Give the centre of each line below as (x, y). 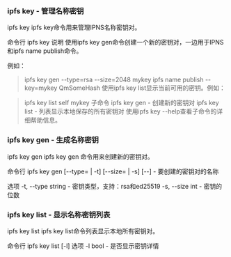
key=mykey (41, 88)
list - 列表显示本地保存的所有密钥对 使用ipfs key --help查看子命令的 (120, 111)
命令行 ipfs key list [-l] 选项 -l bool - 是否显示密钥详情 (83, 246)
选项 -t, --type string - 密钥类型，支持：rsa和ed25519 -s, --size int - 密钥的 (115, 186)
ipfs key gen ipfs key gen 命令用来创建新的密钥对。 (81, 156)
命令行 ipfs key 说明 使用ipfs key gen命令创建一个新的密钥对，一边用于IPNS (115, 42)
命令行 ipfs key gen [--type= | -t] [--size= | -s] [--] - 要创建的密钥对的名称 (113, 171)
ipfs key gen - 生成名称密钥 (53, 140)
